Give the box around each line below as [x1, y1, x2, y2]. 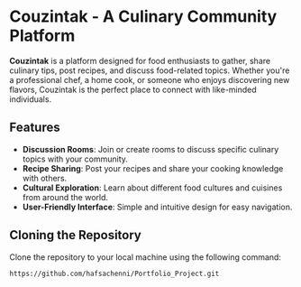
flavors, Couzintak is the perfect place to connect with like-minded [9, 84, 257, 95]
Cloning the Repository [9, 227, 141, 243]
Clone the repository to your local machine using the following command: [9, 251, 282, 263]
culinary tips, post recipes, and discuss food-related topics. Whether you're [9, 65, 290, 76]
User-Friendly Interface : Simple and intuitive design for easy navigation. [22, 201, 293, 212]
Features [9, 120, 60, 135]
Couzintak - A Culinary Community [9, 6, 278, 27]
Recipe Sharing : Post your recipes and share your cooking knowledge [22, 162, 284, 173]
